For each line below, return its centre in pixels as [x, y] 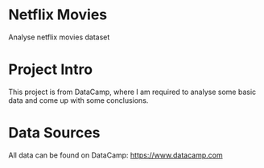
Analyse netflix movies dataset [59, 37]
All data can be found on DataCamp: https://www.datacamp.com [115, 155]
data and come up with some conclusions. [78, 100]
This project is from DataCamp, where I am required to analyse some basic [132, 92]
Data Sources [54, 133]
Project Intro [51, 70]
